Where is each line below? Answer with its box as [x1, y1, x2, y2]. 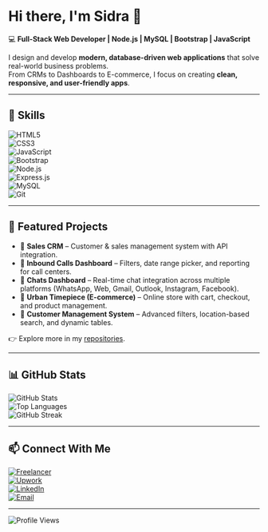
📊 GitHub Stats [8, 367, 86, 382]
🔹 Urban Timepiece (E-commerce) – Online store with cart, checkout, [19, 292, 250, 302]
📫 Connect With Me [8, 442, 112, 455]
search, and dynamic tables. [19, 317, 113, 327]
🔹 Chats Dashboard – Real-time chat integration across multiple [19, 275, 231, 284]
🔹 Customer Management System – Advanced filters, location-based [19, 309, 250, 319]
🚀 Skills [8, 109, 45, 122]
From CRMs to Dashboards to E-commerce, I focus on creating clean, [8, 69, 238, 79]
